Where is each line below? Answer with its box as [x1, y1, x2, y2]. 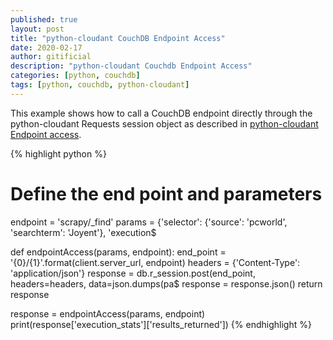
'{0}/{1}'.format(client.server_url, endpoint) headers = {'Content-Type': [10, 256, 301, 268]
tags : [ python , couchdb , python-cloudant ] [10, 80, 190, 90]
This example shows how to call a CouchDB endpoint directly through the [10, 107, 313, 119]
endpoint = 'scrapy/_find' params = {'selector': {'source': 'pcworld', [10, 216, 288, 228]
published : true [10, 14, 78, 25]
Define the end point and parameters [10, 182, 323, 205]
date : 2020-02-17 [10, 42, 83, 53]
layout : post [10, 24, 65, 34]
